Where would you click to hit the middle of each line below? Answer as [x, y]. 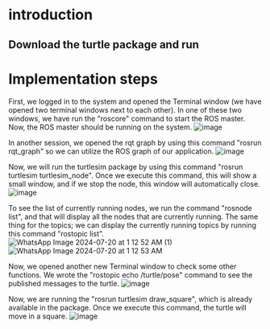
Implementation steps [83, 79]
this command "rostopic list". [56, 233]
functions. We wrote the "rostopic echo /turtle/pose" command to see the [131, 274]
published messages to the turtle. [64, 283]
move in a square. [38, 316]
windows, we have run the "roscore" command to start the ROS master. [127, 118]
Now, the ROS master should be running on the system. [100, 127]
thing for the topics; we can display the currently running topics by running [132, 225]
